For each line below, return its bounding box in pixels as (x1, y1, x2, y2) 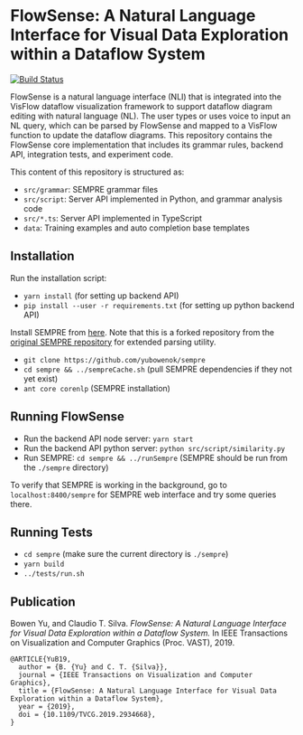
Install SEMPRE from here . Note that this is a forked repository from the (10, 326, 274, 337)
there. (10, 498, 32, 509)
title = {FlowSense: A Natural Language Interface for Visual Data (18, 686, 278, 696)
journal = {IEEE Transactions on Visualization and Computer (18, 671, 253, 680)
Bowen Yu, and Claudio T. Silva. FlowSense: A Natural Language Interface (10, 618, 287, 629)
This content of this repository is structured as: (10, 166, 185, 177)
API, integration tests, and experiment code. (10, 148, 174, 159)
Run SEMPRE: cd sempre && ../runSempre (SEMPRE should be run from (23, 452, 288, 463)
